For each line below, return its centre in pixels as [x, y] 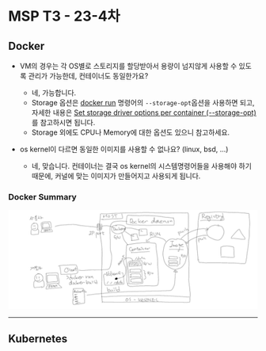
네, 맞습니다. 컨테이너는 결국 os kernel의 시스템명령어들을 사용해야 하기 [141, 166]
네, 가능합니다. [54, 93]
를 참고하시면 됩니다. [63, 122]
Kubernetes [38, 339]
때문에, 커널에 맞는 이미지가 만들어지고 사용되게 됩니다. [116, 176]
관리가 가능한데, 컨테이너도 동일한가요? [88, 76]
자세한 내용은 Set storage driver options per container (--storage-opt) [144, 113]
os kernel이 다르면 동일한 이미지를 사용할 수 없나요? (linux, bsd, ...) [124, 149]
